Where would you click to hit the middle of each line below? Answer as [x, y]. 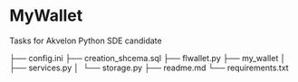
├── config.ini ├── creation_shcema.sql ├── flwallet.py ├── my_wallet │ [148, 58]
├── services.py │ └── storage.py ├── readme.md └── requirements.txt [149, 68]
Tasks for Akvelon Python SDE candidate [86, 41]
